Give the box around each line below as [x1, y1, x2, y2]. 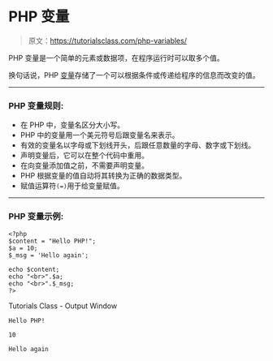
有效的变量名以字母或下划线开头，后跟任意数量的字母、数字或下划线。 [19, 140, 256, 150]
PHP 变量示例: [8, 211, 64, 222]
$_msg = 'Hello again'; [8, 251, 89, 260]
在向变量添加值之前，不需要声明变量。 [19, 161, 149, 170]
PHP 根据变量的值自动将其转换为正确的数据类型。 [19, 171, 187, 181]
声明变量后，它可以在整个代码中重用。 [19, 151, 149, 161]
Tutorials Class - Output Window [8, 301, 118, 311]
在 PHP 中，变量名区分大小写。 [19, 120, 124, 130]
